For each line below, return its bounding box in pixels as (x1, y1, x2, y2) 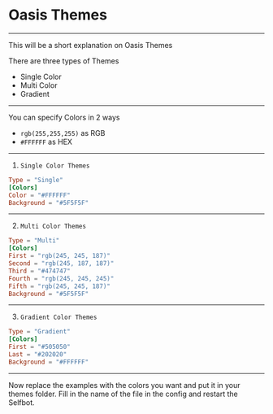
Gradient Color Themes (19, 313, 97, 322)
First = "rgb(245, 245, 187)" (8, 252, 111, 260)
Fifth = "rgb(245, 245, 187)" (8, 282, 111, 290)
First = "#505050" (8, 343, 71, 351)
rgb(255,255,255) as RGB (19, 128, 106, 137)
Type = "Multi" (8, 237, 60, 245)
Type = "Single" (8, 176, 63, 184)
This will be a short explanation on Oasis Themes (8, 40, 173, 50)
